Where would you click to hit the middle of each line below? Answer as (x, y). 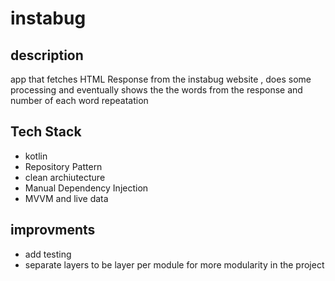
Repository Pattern (63, 166)
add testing (48, 254)
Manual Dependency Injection (86, 188)
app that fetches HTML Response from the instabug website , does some (161, 79)
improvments (53, 230)
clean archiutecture (65, 177)
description (47, 55)
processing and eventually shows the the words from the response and (156, 90)
